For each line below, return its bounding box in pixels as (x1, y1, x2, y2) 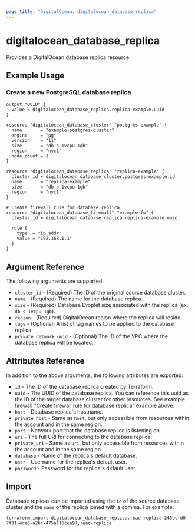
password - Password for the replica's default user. (14, 464, 137, 471)
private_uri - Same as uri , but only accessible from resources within (14, 440, 184, 447)
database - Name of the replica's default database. (14, 452, 137, 459)
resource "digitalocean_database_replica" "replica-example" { (6, 168, 165, 174)
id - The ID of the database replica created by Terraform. (14, 383, 154, 390)
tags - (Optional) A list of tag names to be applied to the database (14, 320, 174, 328)
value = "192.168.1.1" (16, 236, 72, 242)
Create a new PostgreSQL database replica (6, 88, 131, 96)
